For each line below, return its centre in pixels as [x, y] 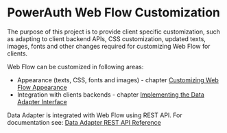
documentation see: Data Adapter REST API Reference [84, 122]
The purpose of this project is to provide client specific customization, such [114, 32]
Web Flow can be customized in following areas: [75, 66]
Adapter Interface [42, 101]
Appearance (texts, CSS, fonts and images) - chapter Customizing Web [118, 80]
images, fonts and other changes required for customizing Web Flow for [109, 46]
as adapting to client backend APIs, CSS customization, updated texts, [106, 38]
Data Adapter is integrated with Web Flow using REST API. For [95, 115]
